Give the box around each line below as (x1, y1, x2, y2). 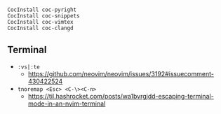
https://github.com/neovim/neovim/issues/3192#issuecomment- (27, 70, 214, 78)
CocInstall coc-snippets (7, 13, 80, 20)
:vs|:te (17, 64, 40, 71)
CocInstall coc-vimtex (7, 19, 74, 26)
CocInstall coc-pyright (7, 6, 77, 13)
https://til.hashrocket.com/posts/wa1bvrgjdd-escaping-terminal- (27, 92, 214, 100)
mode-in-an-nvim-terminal (27, 99, 106, 108)
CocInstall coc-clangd (7, 24, 74, 32)
